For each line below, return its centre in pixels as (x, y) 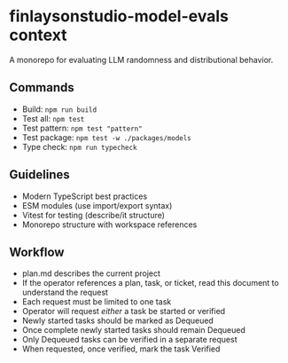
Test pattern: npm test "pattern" (82, 128)
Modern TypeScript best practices (85, 196)
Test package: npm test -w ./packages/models (107, 137)
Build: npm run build (59, 109)
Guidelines (39, 175)
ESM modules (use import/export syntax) (97, 205)
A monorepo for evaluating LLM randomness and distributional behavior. (141, 59)
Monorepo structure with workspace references (109, 225)
